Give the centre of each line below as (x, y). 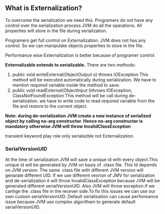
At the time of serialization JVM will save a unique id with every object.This (82, 160)
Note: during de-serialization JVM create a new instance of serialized (78, 116)
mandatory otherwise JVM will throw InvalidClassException (68, 126)
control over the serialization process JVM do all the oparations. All (74, 25)
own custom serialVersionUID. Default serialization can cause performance (82, 197)
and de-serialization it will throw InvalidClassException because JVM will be (82, 181)
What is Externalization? (44, 8)
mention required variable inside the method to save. (66, 85)
